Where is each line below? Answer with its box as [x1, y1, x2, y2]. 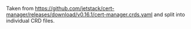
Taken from [6, 5, 34, 12]
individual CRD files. [6, 17, 55, 24]
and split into [153, 11, 185, 18]
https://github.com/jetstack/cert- [35, 5, 115, 12]
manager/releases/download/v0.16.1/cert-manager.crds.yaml [6, 11, 153, 18]
